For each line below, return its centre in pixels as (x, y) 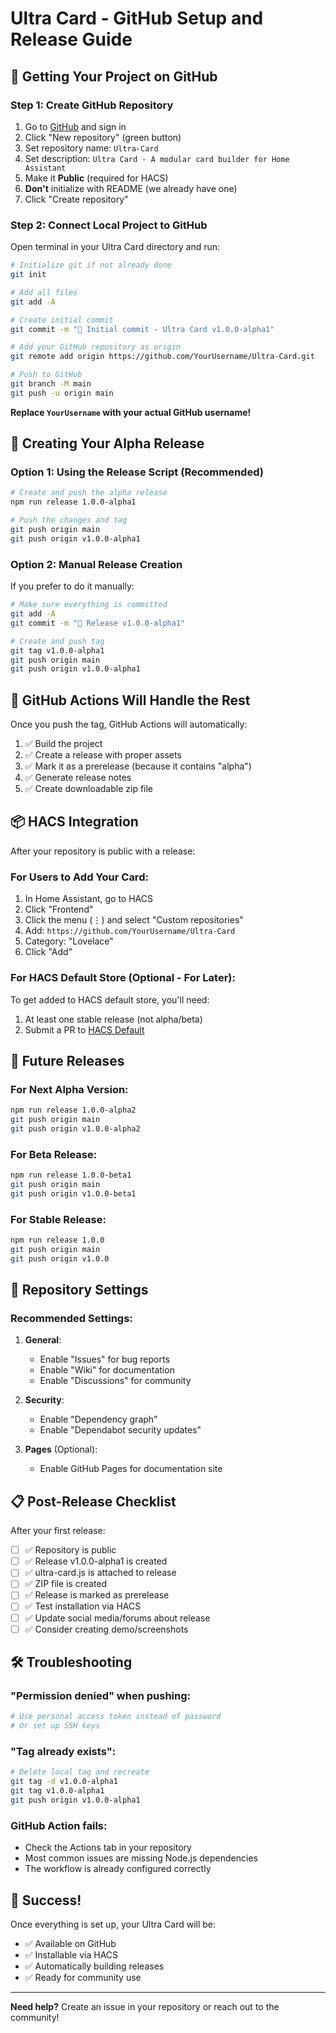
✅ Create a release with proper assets (103, 755)
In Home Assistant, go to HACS (88, 899)
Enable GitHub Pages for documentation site (131, 1469)
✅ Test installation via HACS (83, 1606)
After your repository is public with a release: (103, 851)
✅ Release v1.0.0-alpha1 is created (96, 1561)
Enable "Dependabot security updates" (120, 1430)
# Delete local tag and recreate (80, 1772)
